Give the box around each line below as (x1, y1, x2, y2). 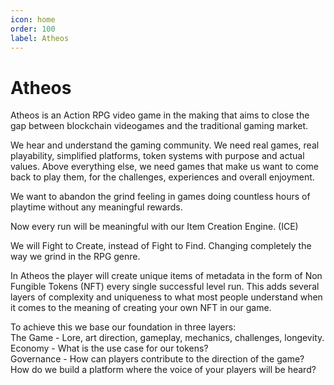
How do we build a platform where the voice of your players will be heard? (10, 364, 317, 376)
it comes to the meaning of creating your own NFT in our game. (10, 302, 272, 314)
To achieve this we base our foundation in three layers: (10, 321, 237, 333)
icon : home (10, 14, 56, 25)
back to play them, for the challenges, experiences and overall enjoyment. (10, 171, 315, 183)
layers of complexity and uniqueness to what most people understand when (10, 291, 323, 303)
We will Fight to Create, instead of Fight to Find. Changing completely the (10, 240, 312, 252)
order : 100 (10, 24, 56, 34)
